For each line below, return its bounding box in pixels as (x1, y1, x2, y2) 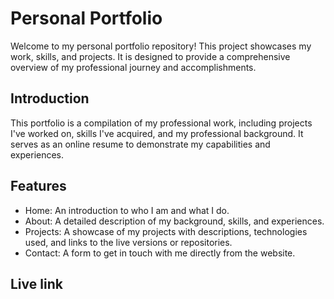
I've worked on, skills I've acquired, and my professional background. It (10, 127, 304, 139)
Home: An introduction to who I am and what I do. (24, 204, 230, 216)
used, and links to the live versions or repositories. (24, 236, 233, 248)
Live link (10, 275, 63, 292)
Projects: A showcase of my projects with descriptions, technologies (24, 225, 308, 237)
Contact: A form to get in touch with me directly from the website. (24, 247, 296, 259)
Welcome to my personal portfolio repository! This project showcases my (10, 40, 312, 52)
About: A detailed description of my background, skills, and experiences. (24, 215, 325, 227)
